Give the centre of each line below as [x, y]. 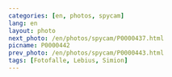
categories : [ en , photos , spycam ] [67, 16]
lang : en [23, 23]
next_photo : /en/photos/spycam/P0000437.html [86, 38]
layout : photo [32, 30]
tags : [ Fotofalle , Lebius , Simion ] [68, 61]
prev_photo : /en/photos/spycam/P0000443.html [86, 53]
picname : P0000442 [39, 46]
